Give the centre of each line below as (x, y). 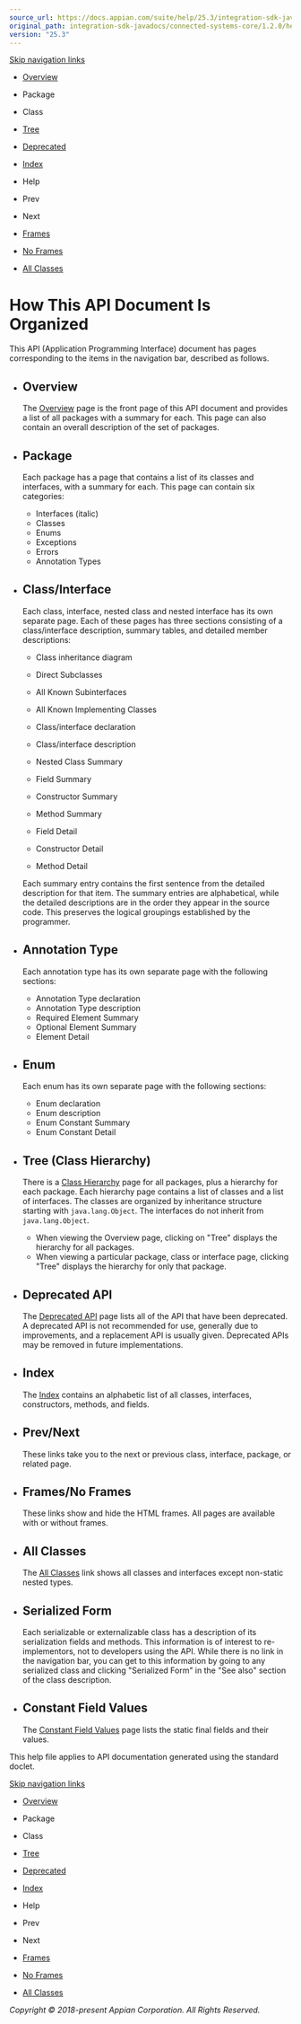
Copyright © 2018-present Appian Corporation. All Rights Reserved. (135, 2010)
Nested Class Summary (79, 761)
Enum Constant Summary (83, 1122)
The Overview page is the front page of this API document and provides (155, 409)
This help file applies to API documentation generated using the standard (144, 1756)
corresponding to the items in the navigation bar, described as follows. (139, 358)
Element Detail (62, 1036)
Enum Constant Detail (76, 1132)
